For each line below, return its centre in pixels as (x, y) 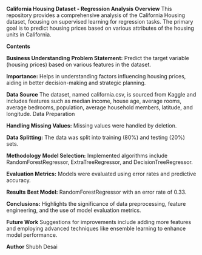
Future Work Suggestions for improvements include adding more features (99, 222)
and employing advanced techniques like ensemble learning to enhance (96, 228)
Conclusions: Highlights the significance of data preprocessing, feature (96, 204)
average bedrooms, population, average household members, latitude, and (99, 107)
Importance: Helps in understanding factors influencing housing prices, (96, 76)
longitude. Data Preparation (41, 114)
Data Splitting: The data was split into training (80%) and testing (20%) (96, 137)
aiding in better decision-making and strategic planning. (76, 83)
